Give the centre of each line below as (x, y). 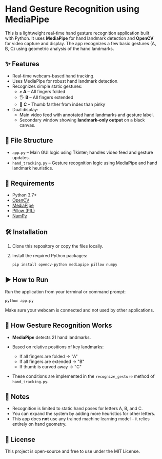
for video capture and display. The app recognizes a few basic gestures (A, (81, 43)
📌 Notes (17, 397)
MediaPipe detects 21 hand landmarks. (51, 337)
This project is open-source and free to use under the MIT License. (72, 451)
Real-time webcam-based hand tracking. (53, 76)
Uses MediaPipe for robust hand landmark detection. (65, 81)
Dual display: (25, 109)
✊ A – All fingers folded (42, 91)
